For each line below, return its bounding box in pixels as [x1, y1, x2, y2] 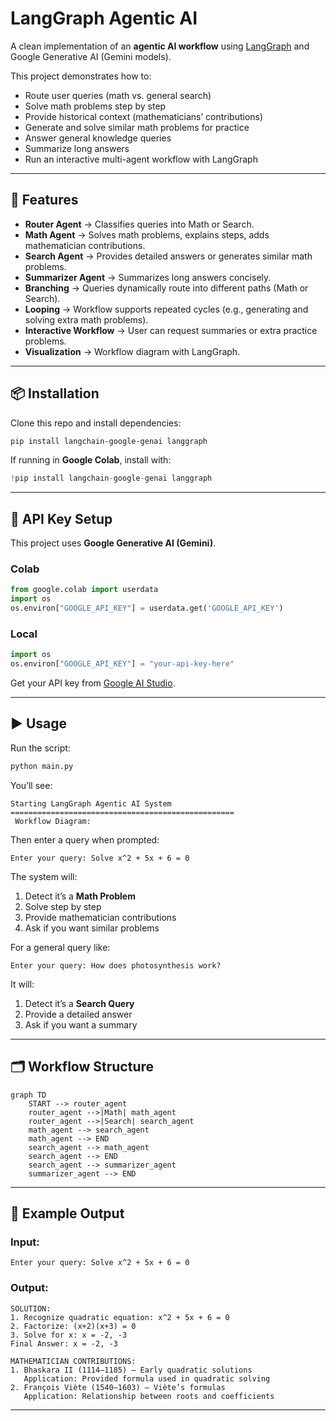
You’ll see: [10, 779, 53, 791]
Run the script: [10, 742, 71, 754]
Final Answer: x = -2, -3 [10, 1338, 118, 1349]
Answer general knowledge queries [24, 132, 172, 144]
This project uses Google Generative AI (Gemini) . [10, 537, 217, 549]
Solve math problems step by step [24, 100, 167, 112]
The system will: [10, 870, 78, 882]
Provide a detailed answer [24, 1008, 133, 1020]
